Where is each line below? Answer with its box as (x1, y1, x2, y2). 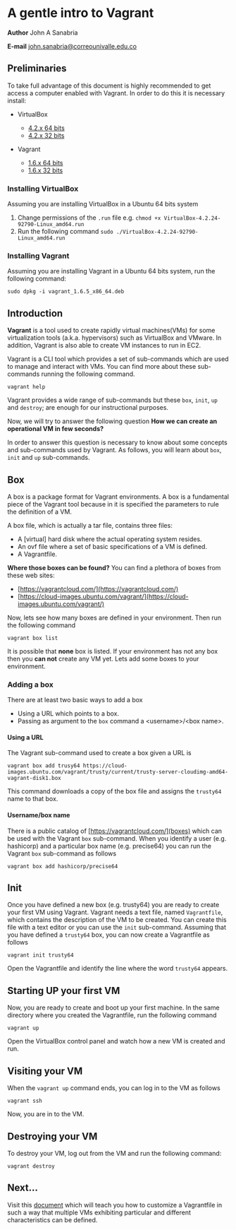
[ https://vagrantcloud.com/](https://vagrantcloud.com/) (17, 584, 179, 593)
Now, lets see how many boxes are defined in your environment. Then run (7, 613, 222, 622)
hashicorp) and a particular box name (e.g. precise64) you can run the (7, 841, 211, 850)
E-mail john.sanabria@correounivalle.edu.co (7, 42, 137, 50)
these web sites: (7, 571, 55, 579)
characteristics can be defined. (7, 1215, 98, 1224)
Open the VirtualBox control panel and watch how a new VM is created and (7, 1037, 225, 1046)
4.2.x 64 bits (27, 124, 65, 132)
